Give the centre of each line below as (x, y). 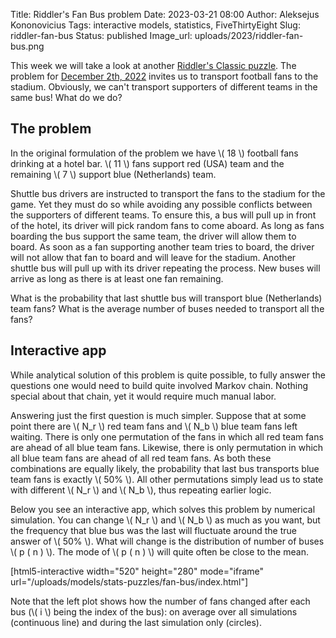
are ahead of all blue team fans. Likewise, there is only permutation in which (167, 447)
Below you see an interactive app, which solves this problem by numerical (163, 509)
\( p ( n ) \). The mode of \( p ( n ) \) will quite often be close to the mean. (159, 551)
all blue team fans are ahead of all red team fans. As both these (141, 458)
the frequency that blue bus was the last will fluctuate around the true (153, 530)
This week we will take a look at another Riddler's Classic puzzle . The (153, 65)
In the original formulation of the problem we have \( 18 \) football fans (154, 153)
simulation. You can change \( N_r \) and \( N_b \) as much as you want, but (165, 520)
